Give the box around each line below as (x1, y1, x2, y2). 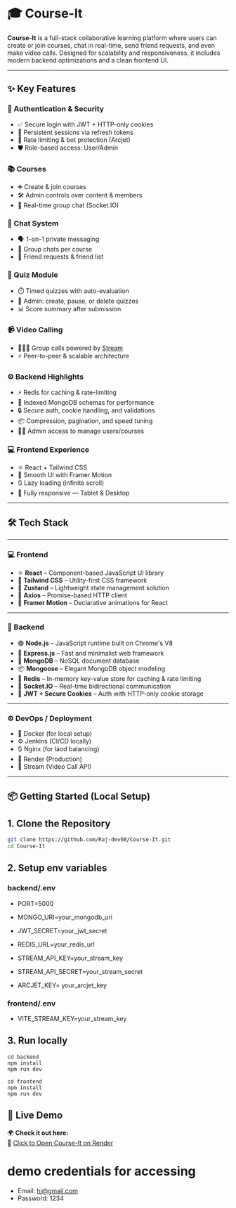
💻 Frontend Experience (7, 445, 90, 455)
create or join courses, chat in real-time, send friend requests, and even (7, 41, 216, 49)
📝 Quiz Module (7, 270, 58, 280)
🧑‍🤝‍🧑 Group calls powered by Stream (17, 344, 123, 352)
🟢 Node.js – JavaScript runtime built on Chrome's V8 (17, 639, 173, 647)
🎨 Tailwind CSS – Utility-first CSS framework (17, 576, 147, 584)
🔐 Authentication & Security (7, 104, 104, 114)
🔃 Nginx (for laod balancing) (17, 745, 100, 753)
